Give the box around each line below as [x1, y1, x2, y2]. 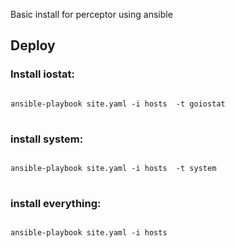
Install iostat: [10, 67, 75, 81]
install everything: [10, 196, 102, 210]
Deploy [10, 37, 56, 54]
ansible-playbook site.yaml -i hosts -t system [10, 163, 217, 173]
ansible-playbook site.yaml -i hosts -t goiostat [10, 99, 226, 109]
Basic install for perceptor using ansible [10, 9, 173, 20]
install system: [10, 132, 84, 146]
